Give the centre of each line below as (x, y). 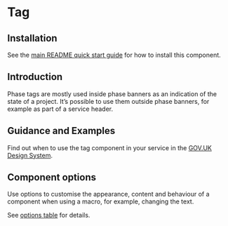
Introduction (35, 77)
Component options (52, 177)
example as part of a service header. (60, 109)
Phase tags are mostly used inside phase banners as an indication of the (112, 94)
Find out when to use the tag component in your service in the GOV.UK (110, 147)
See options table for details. (49, 215)
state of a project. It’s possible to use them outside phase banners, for (108, 101)
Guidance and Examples (61, 131)
